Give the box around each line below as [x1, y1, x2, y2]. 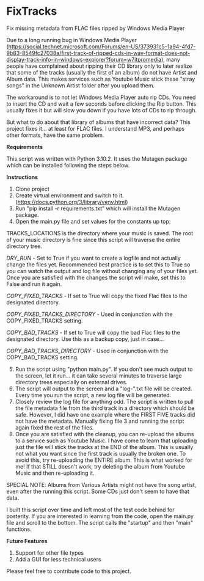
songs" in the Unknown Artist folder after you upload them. [6, 81, 155, 89]
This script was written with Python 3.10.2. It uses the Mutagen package [6, 155, 188, 163]
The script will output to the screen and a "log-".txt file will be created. [15, 385, 192, 392]
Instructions [6, 173, 38, 181]
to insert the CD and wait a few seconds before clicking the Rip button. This [6, 100, 197, 108]
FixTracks [6, 4, 57, 18]
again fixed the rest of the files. [15, 423, 94, 431]
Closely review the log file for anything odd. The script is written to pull [15, 398, 194, 405]
